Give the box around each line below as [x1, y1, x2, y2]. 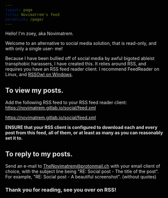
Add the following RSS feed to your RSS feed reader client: [5, 99, 127, 106]
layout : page [5, 7, 33, 13]
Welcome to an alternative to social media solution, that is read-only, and [5, 40, 157, 46]
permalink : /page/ [5, 17, 44, 22]
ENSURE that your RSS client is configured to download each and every [5, 124, 158, 130]
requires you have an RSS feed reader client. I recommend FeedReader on [5, 66, 160, 72]
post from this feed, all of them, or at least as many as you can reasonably [5, 129, 163, 136]
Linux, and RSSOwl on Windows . [5, 72, 73, 78]
